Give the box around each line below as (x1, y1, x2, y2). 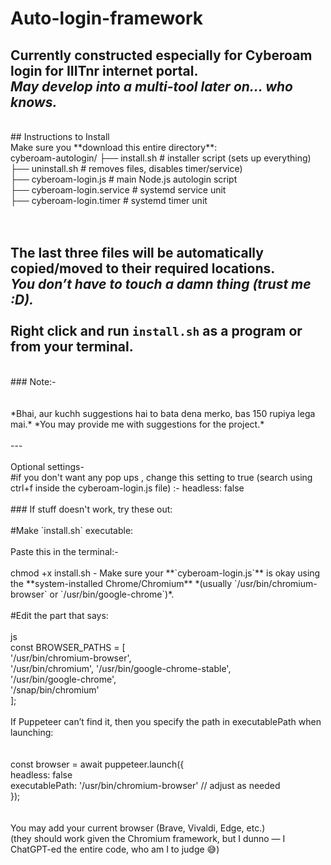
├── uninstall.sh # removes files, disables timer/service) (10, 163, 243, 174)
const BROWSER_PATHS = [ (10, 641, 126, 653)
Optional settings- (10, 460, 85, 472)
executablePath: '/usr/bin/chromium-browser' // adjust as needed (10, 779, 281, 791)
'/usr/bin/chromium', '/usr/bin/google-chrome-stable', (10, 662, 232, 674)
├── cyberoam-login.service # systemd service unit (10, 184, 227, 196)
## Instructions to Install (10, 131, 110, 142)
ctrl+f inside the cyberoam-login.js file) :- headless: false (10, 482, 245, 494)
